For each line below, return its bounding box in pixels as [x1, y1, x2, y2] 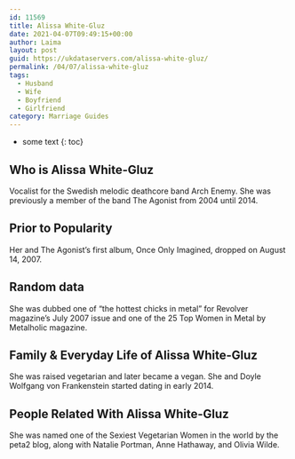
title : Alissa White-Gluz [9, 21, 105, 30]
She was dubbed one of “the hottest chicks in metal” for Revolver [9, 303, 249, 313]
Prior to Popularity [9, 221, 113, 236]
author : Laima [9, 37, 62, 47]
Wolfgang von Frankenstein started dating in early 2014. [9, 381, 214, 392]
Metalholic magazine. [9, 321, 88, 333]
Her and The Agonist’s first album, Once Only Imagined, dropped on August [9, 244, 286, 255]
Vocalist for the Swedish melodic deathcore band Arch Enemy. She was [9, 186, 271, 196]
